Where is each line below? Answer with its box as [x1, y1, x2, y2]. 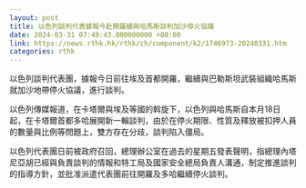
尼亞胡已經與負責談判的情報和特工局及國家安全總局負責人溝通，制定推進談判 [9, 157, 297, 168]
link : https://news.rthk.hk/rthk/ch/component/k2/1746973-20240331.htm [9, 38, 287, 48]
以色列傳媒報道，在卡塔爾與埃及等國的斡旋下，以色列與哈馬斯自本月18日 [9, 104, 281, 114]
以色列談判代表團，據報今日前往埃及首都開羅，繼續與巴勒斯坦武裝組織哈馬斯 [9, 74, 297, 84]
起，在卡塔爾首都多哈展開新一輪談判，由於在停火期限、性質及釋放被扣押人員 [9, 115, 297, 126]
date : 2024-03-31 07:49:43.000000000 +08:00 [9, 30, 181, 39]
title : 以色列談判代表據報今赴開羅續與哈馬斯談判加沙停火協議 [9, 22, 215, 31]
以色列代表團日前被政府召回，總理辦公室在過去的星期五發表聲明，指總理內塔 [9, 146, 297, 157]
